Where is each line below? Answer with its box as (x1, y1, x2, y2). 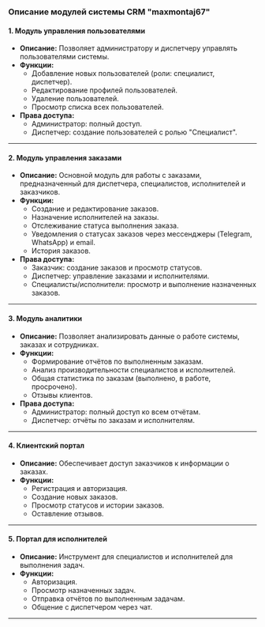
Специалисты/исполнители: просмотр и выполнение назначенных (31, 280, 256, 289)
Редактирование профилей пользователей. (31, 85, 178, 95)
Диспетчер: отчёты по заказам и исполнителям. (31, 415, 196, 425)
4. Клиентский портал (8, 441, 85, 451)
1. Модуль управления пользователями (8, 26, 146, 36)
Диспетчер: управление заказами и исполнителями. (31, 271, 210, 281)
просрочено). (31, 382, 77, 391)
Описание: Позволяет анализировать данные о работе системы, (19, 331, 241, 341)
